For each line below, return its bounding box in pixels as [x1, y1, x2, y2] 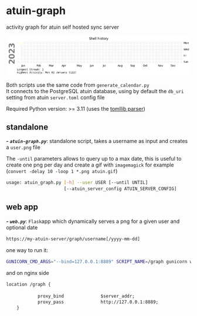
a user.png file [6, 144, 41, 151]
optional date [6, 224, 38, 231]
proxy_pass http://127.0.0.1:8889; [37, 299, 159, 305]
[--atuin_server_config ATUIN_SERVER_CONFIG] [63, 186, 177, 192]
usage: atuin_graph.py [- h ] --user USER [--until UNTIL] [6, 180, 148, 186]
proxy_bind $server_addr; [37, 293, 135, 299]
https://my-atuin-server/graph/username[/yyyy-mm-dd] [6, 236, 141, 242]
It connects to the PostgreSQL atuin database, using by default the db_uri [6, 87, 184, 94]
